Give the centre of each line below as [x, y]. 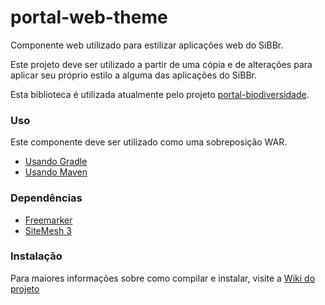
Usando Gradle [56, 162]
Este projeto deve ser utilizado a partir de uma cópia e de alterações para [161, 64]
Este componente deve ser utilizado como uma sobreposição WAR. [149, 142]
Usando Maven [56, 172]
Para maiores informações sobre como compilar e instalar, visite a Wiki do [163, 278]
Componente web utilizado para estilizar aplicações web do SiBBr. [147, 45]
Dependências [46, 198]
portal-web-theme [89, 17]
